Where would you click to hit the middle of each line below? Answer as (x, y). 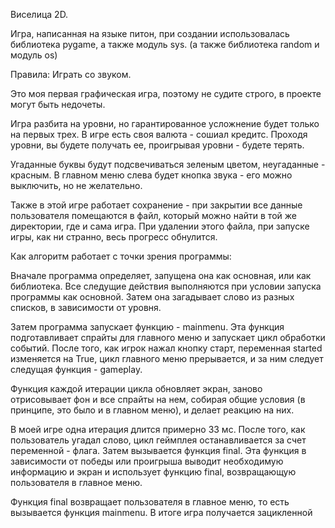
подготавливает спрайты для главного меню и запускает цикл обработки (168, 337)
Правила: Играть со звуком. (71, 74)
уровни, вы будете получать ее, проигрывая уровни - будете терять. (157, 145)
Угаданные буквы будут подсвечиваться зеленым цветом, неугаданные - (168, 164)
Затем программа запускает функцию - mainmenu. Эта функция (147, 327)
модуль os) (34, 55)
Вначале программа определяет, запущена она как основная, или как (161, 275)
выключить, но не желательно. (76, 185)
